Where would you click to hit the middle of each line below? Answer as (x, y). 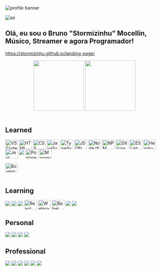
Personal (20, 222)
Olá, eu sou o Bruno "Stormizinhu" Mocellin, (76, 33)
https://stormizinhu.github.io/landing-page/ (50, 53)
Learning (20, 191)
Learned (19, 130)
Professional (25, 251)
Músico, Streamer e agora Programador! (70, 41)
